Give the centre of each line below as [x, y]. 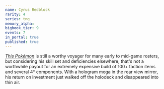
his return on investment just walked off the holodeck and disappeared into [82, 77]
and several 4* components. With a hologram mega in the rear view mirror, [82, 72]
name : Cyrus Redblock [28, 10]
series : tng [17, 19]
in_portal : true [22, 38]
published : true [22, 42]
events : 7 [15, 33]
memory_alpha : [20, 23]
